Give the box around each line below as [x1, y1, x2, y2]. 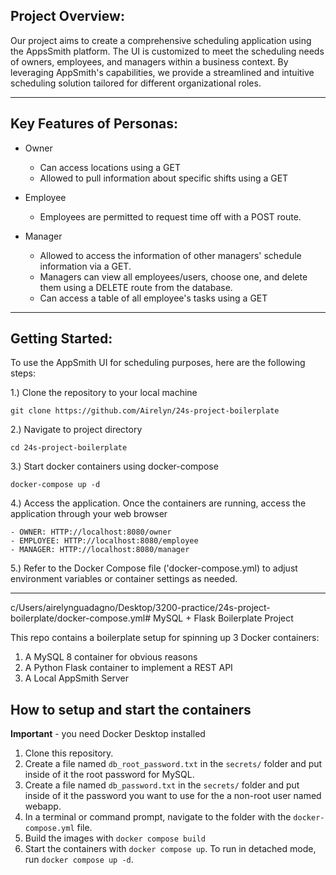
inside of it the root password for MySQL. [24, 769, 195, 781]
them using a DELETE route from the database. [39, 281, 233, 293]
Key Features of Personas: [10, 115, 179, 133]
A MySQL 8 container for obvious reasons [24, 651, 198, 663]
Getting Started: [10, 330, 113, 348]
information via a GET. [39, 260, 132, 272]
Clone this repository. [24, 747, 114, 759]
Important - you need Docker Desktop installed [10, 728, 206, 740]
